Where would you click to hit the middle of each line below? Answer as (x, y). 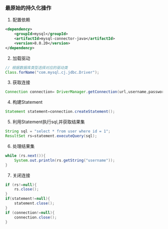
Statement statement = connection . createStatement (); (60, 112)
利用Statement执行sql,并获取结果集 (48, 122)
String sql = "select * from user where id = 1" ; (58, 131)
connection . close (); (35, 217)
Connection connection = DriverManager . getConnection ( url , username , (77, 92)
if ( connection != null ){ (30, 212)
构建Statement (27, 102)
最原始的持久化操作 (28, 8)
